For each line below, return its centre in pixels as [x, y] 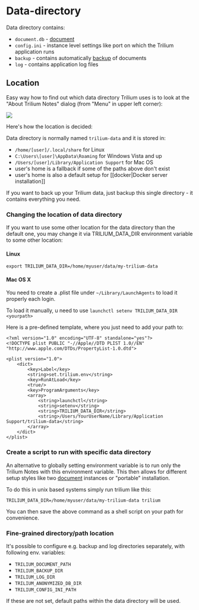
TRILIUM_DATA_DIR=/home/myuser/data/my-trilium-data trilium [83, 500]
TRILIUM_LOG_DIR [35, 577]
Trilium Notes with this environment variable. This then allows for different [97, 471]
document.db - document [45, 39]
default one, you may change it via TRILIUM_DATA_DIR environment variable [99, 234]
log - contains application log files [56, 64]
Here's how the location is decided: [50, 126]
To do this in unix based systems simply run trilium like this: [79, 489]
